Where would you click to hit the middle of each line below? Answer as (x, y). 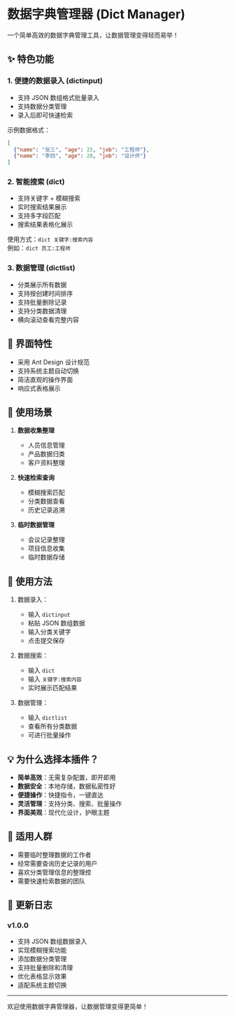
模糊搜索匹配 (46, 492)
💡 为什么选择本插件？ (53, 759)
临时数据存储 (46, 557)
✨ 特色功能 (31, 59)
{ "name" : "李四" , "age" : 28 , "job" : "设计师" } (80, 156)
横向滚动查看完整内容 (48, 320)
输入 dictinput (49, 614)
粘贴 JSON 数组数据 (56, 623)
